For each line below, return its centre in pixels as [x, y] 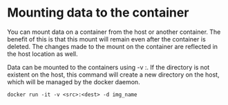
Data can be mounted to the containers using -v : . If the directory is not [108, 67]
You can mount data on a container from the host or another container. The [114, 32]
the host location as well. [42, 54]
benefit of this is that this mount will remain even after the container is [106, 39]
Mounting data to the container [98, 13]
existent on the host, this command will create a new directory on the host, [113, 75]
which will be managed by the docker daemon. [74, 82]
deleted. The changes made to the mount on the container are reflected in [113, 46]
